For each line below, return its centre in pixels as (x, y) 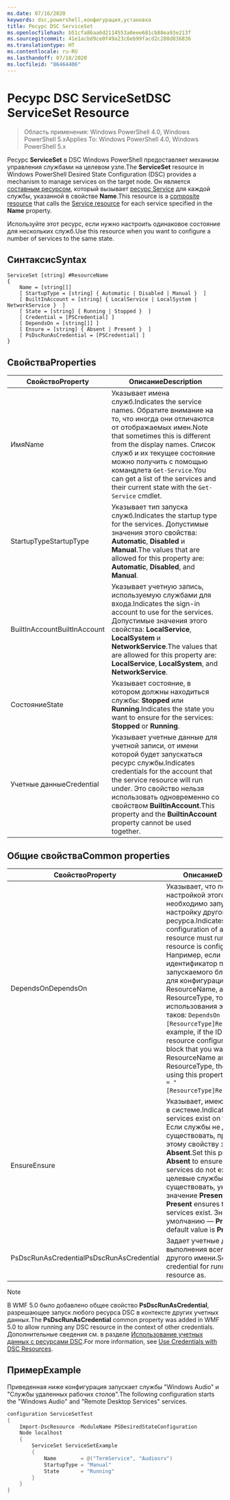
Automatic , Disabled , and (153, 567)
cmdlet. (150, 496)
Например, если (193, 955)
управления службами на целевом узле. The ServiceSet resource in (105, 167)
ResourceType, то (195, 998)
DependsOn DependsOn (49, 988)
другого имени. (192, 1258)
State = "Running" (79, 1471)
